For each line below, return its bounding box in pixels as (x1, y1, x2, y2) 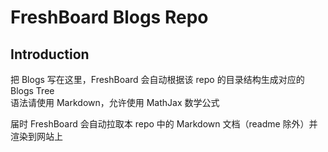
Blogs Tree (10, 85, 55, 96)
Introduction (10, 46, 90, 63)
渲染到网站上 (10, 131, 63, 142)
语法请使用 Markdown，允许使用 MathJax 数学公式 (10, 97, 220, 108)
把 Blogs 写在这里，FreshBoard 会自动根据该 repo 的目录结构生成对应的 (10, 74, 305, 85)
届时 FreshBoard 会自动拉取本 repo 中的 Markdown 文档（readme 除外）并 (10, 118, 318, 130)
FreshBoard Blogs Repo (10, 6, 209, 29)
